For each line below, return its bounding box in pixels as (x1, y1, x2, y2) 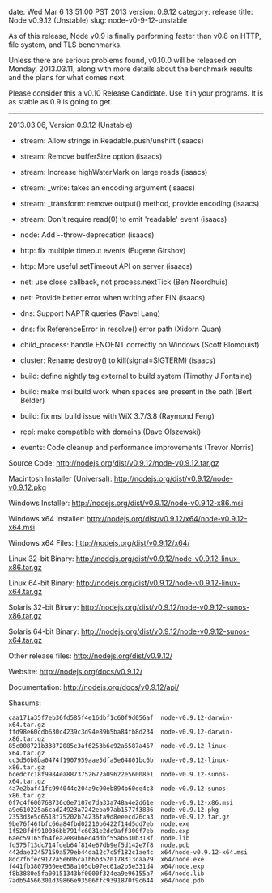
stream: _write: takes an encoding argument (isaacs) (19, 183, 196, 193)
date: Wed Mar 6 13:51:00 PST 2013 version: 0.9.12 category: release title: (8, 7, 253, 16)
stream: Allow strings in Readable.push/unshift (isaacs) (19, 136, 204, 145)
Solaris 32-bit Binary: (8, 602, 79, 612)
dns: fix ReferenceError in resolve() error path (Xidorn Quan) (19, 324, 222, 334)
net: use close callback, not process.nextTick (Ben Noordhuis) (19, 277, 228, 287)
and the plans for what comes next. (8, 73, 127, 82)
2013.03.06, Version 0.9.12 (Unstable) (8, 121, 134, 130)
